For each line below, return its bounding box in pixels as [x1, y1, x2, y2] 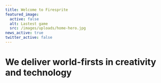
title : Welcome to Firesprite [5, 7, 68, 12]
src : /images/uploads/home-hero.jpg [9, 26, 86, 31]
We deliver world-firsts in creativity [5, 57, 156, 68]
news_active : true [5, 30, 43, 35]
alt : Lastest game [9, 21, 48, 26]
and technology [5, 67, 72, 79]
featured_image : [5, 12, 39, 17]
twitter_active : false [5, 35, 52, 40]
